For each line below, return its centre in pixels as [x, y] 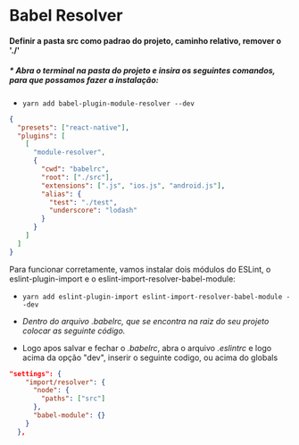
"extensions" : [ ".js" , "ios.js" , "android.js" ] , [133, 185]
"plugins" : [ [42, 136]
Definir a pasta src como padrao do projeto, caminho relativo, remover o [145, 40]
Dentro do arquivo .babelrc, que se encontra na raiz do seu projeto [145, 321]
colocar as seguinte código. [74, 331]
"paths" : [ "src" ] [73, 399]
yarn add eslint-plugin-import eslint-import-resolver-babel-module [152, 297]
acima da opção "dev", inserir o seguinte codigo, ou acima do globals [150, 357]
